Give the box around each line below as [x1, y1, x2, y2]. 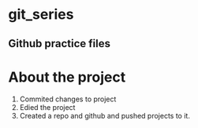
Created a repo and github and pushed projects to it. [19, 111, 191, 120]
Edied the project [19, 102, 76, 112]
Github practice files [8, 37, 111, 50]
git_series [8, 5, 74, 24]
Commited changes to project [19, 94, 117, 104]
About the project [8, 68, 126, 86]
